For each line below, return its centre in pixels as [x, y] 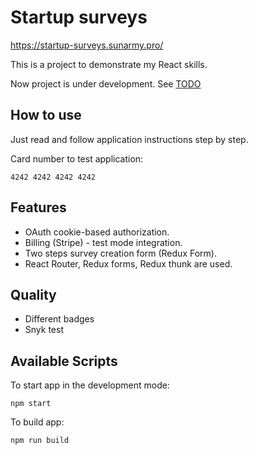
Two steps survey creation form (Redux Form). [120, 253]
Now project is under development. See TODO [106, 83]
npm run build [40, 441]
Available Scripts [64, 361]
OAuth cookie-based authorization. [97, 232]
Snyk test [44, 330]
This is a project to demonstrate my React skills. [109, 64]
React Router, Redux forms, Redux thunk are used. [128, 263]
